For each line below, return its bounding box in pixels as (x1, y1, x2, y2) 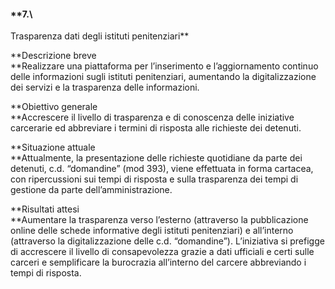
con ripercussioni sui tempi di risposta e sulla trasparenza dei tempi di (10, 173, 299, 185)
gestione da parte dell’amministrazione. (10, 184, 173, 196)
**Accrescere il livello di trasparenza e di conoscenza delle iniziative (10, 111, 295, 124)
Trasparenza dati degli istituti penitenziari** (10, 30, 190, 42)
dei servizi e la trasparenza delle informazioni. (10, 81, 200, 94)
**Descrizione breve (10, 50, 97, 62)
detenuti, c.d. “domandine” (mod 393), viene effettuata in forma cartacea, (10, 163, 314, 175)
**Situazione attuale (10, 141, 96, 154)
